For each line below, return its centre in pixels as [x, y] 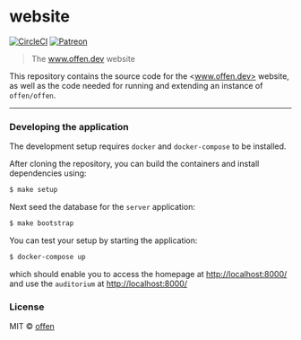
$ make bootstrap [42, 223]
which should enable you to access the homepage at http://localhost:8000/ [148, 274]
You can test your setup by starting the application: [103, 240]
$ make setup [34, 190]
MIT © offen [32, 327]
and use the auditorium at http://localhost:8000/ [99, 283]
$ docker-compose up [48, 257]
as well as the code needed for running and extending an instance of [136, 85]
